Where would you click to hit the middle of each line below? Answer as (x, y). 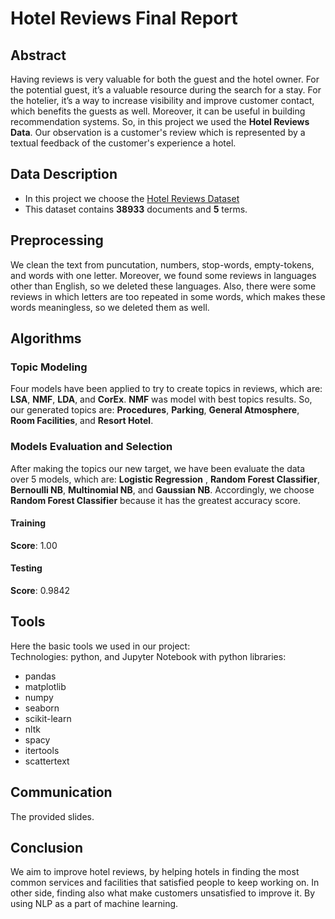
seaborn (42, 708)
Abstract (38, 55)
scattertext (47, 761)
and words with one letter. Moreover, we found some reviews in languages (163, 275)
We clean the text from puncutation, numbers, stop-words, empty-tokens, (162, 264)
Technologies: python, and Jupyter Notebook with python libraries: (148, 656)
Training (28, 523)
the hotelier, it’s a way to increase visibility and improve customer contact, (162, 100)
